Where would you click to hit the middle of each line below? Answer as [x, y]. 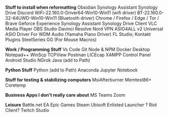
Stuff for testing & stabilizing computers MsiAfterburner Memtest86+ [78, 80]
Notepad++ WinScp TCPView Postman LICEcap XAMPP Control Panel [78, 55]
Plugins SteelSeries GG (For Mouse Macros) [51, 40]
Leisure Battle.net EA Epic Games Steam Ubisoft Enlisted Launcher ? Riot [81, 105]
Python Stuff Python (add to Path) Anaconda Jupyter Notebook [71, 70]
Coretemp [16, 85]
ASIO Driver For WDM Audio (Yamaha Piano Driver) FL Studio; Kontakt [78, 34]
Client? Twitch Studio [27, 110]
